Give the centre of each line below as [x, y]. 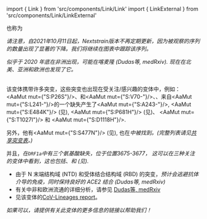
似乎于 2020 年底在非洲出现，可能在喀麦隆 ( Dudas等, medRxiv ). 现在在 [96, 62]
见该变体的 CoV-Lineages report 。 [58, 197]
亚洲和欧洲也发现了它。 [47, 69]
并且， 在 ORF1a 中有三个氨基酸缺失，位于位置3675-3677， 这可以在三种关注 [101, 153]
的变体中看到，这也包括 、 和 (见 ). [48, 161]
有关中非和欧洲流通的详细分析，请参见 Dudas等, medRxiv [88, 189]
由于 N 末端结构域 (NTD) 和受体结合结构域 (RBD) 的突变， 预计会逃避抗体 [107, 174]
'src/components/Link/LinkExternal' [52, 15]
